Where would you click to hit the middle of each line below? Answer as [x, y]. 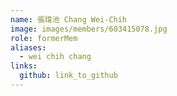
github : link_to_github [68, 76]
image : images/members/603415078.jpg [89, 29]
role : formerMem [44, 38]
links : [24, 66]
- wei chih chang [55, 57]
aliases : [28, 47]
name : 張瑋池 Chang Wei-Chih [69, 19]
